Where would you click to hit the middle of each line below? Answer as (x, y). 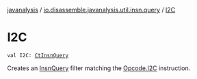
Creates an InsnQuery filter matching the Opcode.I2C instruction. (99, 68)
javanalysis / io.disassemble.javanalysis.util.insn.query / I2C (91, 10)
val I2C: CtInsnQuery (38, 55)
